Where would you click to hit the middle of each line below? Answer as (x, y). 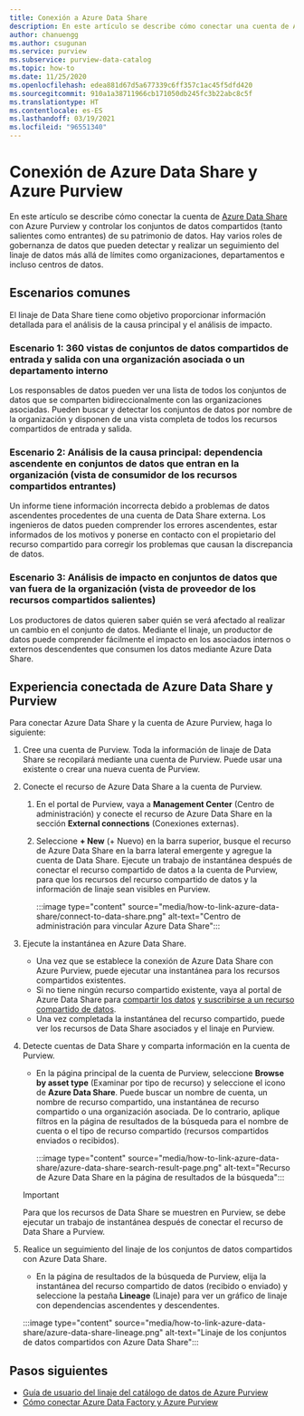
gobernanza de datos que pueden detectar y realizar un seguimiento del (144, 245)
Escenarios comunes (70, 293)
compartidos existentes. (81, 980)
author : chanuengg (44, 34)
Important (41, 1195)
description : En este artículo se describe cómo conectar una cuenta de (149, 26)
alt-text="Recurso (257, 1168)
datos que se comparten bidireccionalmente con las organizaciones (136, 400)
